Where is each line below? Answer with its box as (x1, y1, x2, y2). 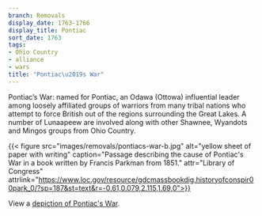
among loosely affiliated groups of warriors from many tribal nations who (8, 100, 246, 110)
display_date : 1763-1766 (8, 19, 90, 27)
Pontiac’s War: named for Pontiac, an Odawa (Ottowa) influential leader (8, 92, 240, 101)
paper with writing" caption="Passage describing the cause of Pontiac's (8, 150, 244, 159)
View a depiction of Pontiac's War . (8, 199, 120, 208)
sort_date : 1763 (8, 33, 62, 42)
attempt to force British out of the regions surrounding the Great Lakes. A (8, 108, 247, 119)
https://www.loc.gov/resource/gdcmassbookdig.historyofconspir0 (38, 175, 254, 184)
